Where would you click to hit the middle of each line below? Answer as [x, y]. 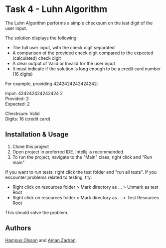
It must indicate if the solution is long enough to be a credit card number [86, 69]
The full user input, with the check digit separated [64, 47]
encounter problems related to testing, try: [49, 177]
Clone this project [30, 146]
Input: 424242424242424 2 [34, 93]
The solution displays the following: [42, 38]
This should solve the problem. [37, 212]
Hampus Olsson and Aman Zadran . [41, 240]
